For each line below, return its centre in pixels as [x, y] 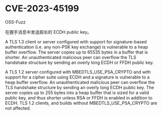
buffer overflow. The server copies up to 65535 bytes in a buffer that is [77, 52]
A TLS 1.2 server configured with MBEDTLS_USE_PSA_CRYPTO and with [78, 72]
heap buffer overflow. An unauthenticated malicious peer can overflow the [80, 82]
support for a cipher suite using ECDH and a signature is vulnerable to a [77, 77]
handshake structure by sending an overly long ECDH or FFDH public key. [80, 62]
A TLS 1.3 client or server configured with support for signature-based [76, 41]
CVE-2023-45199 [42, 9]
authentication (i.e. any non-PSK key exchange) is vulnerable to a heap [77, 47]
